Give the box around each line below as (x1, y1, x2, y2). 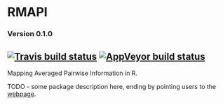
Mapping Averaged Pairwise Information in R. (7, 69, 138, 77)
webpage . (7, 90, 36, 98)
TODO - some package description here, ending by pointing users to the (7, 82, 216, 90)
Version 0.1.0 (7, 29, 53, 39)
